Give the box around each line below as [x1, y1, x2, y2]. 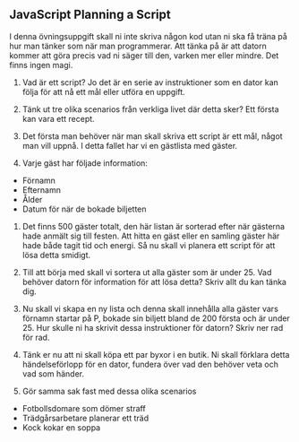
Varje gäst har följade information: [21, 157, 148, 169]
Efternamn [21, 184, 61, 195]
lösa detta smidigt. [21, 249, 91, 260]
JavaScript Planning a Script [9, 7, 172, 22]
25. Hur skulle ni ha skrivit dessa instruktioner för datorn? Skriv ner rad [21, 322, 284, 333]
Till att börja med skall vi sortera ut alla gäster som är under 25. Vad [21, 266, 272, 277]
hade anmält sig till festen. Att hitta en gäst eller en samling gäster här [21, 230, 280, 241]
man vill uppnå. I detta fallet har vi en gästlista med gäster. [21, 140, 238, 151]
